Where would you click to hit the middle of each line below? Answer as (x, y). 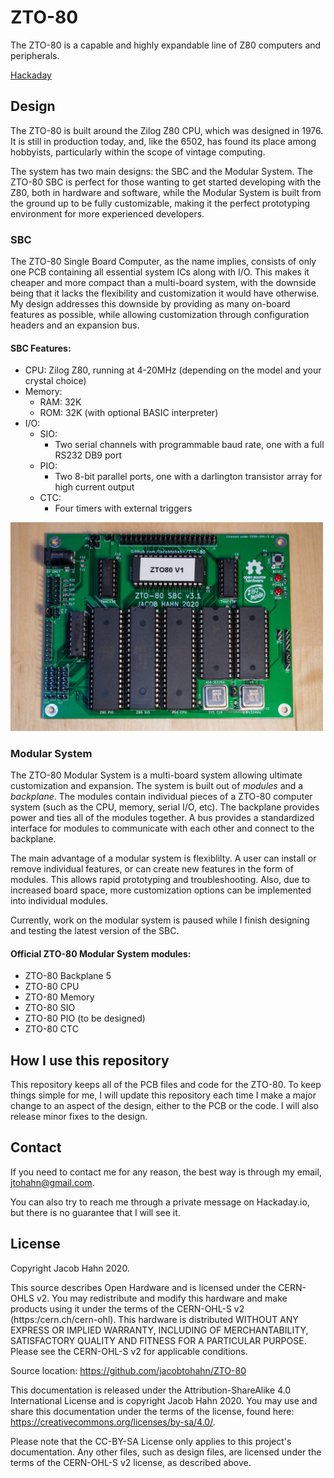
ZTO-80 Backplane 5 (68, 976)
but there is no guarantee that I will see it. (95, 1212)
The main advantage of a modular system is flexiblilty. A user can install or (163, 858)
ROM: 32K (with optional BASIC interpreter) (129, 413)
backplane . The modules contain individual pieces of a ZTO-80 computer (161, 797)
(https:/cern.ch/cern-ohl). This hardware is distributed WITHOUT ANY (154, 1319)
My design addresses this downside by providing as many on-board (150, 304)
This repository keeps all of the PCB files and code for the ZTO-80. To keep (166, 1085)
